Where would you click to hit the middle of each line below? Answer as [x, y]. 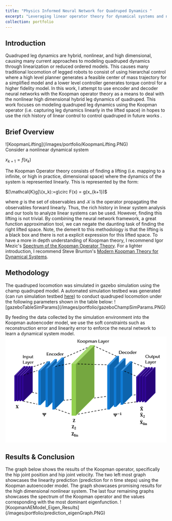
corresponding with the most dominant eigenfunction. [62, 502]
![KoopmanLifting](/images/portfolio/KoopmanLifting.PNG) [67, 144]
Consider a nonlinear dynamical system [47, 150]
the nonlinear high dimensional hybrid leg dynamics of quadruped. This [81, 99]
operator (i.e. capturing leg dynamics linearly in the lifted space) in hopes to [85, 110]
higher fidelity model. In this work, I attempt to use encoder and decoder [82, 88]
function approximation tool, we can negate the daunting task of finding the [85, 224]
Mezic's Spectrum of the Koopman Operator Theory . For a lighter [74, 246]
